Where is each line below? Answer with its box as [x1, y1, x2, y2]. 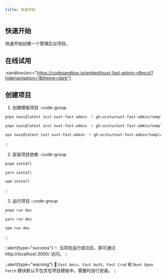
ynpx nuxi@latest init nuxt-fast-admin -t [5, 123, 94, 128]
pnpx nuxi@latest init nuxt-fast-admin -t [5, 114, 94, 120]
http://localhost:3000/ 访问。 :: [5, 251, 68, 257]
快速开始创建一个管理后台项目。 [5, 40, 70, 47]
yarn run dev [5, 217, 32, 222]
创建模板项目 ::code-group [12, 104, 67, 111]
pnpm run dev [5, 208, 32, 213]
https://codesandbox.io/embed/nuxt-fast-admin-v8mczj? [37, 70, 154, 76]
